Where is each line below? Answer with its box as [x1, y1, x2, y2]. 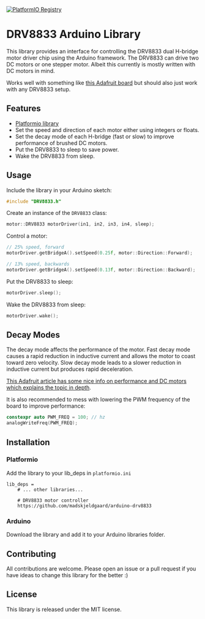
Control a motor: [6, 232, 48, 239]
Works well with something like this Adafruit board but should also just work [6, 79, 198, 86]
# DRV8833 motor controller [17, 497, 89, 504]
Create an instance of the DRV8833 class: [6, 209, 107, 217]
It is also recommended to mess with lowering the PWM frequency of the [6, 396, 191, 403]
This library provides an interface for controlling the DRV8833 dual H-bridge [6, 47, 199, 55]
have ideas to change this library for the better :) [6, 571, 129, 578]
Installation [6, 437, 50, 448]
